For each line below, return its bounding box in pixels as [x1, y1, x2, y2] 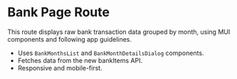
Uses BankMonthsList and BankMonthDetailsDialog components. [17, 49, 204, 57]
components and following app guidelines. [7, 35, 132, 43]
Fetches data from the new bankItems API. [17, 56, 143, 64]
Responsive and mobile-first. [17, 63, 102, 72]
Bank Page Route [7, 4, 110, 20]
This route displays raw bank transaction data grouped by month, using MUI [7, 28, 231, 36]
